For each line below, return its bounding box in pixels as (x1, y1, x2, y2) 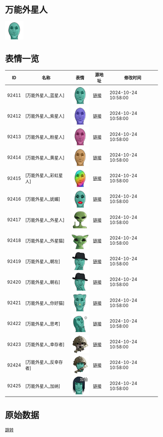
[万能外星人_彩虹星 (25, 172, 63, 178)
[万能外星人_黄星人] (25, 154, 65, 161)
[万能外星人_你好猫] (25, 300, 65, 306)
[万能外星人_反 (25, 359, 55, 365)
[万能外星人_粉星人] (25, 134, 65, 140)
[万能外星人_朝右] (25, 279, 61, 285)
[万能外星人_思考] (25, 321, 61, 327)
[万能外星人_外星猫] (25, 237, 65, 243)
